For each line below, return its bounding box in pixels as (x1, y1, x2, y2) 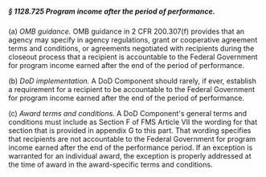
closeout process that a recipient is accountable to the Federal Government (8, 52, 259, 62)
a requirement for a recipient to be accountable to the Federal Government (8, 84, 256, 94)
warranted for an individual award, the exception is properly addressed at (8, 151, 252, 160)
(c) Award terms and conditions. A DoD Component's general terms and (8, 108, 248, 118)
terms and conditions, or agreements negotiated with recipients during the (8, 43, 255, 53)
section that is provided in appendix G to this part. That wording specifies (8, 125, 252, 135)
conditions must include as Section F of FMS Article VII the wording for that (8, 117, 258, 127)
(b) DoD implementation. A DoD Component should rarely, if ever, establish (8, 76, 257, 86)
